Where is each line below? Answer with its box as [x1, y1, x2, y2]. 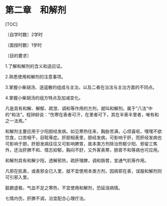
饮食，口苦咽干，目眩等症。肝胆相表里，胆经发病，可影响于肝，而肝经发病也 [5, 135, 162, 140]
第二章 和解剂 [5, 4, 67, 16]
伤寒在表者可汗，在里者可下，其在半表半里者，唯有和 [50, 111, 159, 117]
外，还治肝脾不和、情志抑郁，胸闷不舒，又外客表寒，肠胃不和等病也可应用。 [5, 147, 162, 153]
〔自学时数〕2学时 [5, 31, 43, 37]
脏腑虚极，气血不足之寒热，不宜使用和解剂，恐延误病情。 [5, 185, 123, 191]
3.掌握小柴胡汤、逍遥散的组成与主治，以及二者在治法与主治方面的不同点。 [5, 84, 158, 90]
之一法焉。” [5, 118, 27, 124]
